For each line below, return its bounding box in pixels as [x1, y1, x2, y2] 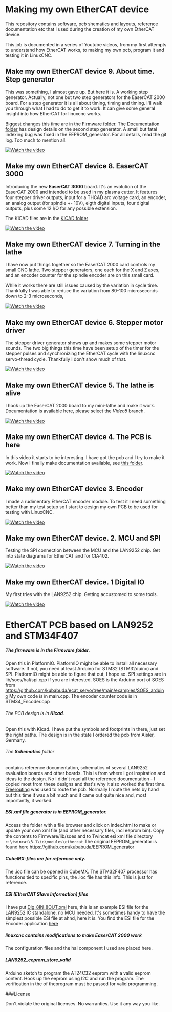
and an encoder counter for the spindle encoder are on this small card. [5, 272, 155, 279]
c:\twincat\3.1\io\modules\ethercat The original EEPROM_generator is [5, 838, 157, 844]
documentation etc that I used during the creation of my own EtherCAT [5, 26, 155, 32]
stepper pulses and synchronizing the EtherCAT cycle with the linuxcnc [5, 350, 156, 357]
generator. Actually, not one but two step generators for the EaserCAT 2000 [5, 94, 165, 101]
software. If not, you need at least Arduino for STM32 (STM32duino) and [5, 666, 159, 672]
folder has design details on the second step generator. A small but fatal [5, 126, 157, 132]
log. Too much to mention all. [5, 137, 67, 143]
